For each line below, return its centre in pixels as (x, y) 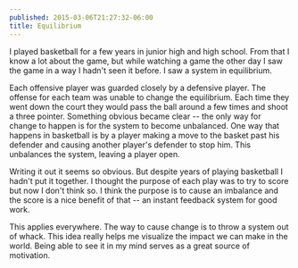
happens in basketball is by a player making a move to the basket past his (145, 135)
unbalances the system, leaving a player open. (95, 154)
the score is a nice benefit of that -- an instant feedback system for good (144, 200)
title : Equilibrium (46, 26)
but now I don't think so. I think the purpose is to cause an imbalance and (144, 190)
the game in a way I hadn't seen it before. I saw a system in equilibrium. (141, 70)
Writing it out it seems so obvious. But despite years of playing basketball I (146, 172)
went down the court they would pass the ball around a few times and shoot (149, 106)
